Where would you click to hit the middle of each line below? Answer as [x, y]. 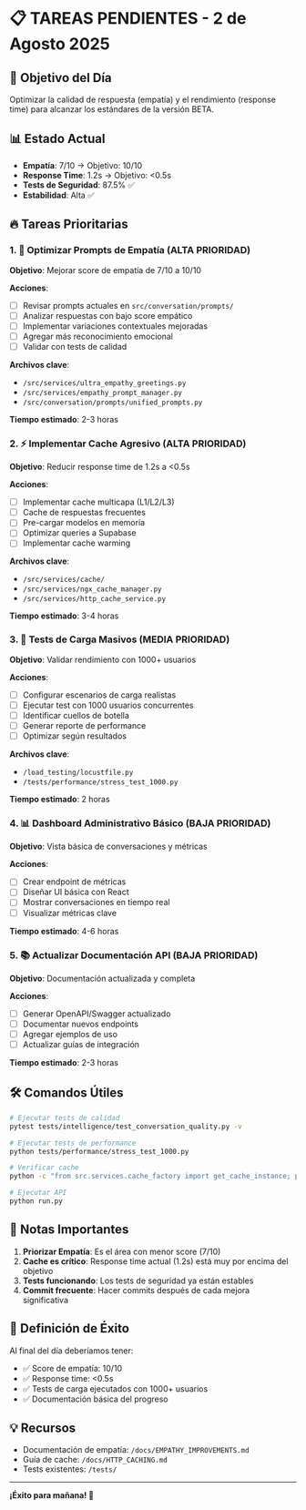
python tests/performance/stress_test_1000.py [99, 1151]
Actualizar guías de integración [81, 1045]
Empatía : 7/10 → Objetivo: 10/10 [82, 165]
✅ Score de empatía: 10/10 [72, 1368]
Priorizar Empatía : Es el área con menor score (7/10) [122, 1251]
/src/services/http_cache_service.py [94, 599]
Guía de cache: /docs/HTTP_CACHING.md [95, 1460]
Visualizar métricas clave [69, 913]
